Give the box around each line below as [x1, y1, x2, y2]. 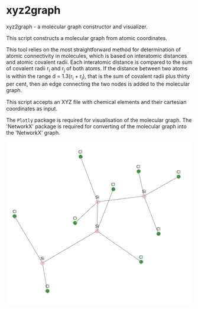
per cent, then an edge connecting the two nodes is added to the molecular [6, 80, 190, 87]
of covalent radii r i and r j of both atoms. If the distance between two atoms [6, 64, 188, 73]
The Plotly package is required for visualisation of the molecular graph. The [6, 116, 192, 123]
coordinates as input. [6, 105, 58, 112]
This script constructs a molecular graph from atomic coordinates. [6, 34, 167, 41]
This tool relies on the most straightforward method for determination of [6, 45, 181, 53]
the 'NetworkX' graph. [6, 129, 60, 136]
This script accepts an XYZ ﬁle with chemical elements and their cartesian [6, 98, 187, 105]
